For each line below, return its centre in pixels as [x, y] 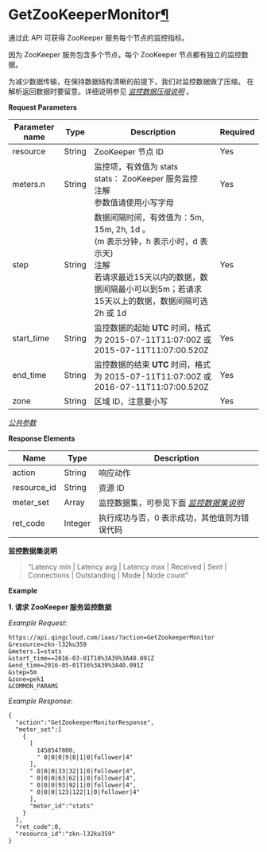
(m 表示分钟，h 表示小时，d [146, 241]
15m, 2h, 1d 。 [122, 229]
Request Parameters [43, 107]
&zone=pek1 [26, 679]
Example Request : [38, 623]
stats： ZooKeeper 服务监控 [146, 178]
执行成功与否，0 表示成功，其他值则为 [170, 517]
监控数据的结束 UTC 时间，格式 [153, 364]
